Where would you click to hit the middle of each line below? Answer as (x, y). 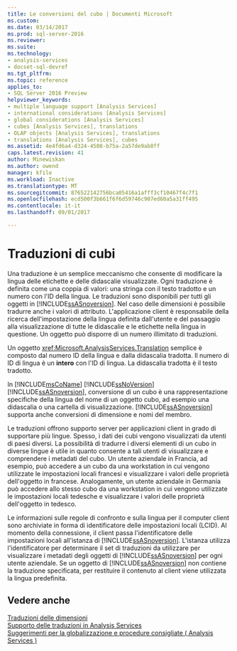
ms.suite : (22, 47)
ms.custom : (23, 21)
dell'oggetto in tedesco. (42, 504)
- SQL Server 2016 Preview (47, 93)
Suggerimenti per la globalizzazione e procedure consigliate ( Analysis (110, 633)
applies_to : (25, 87)
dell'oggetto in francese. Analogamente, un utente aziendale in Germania (114, 481)
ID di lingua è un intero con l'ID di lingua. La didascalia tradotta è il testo (112, 363)
